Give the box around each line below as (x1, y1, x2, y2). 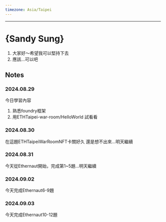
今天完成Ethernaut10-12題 (5, 212, 58, 218)
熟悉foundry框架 (12, 108, 46, 114)
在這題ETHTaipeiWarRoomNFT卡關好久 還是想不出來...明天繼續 (5, 139, 133, 145)
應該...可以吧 (12, 56, 38, 62)
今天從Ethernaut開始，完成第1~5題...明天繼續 (5, 163, 97, 169)
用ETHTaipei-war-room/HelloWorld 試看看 (12, 114, 98, 120)
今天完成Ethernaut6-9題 (5, 187, 54, 193)
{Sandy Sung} (5, 33, 64, 44)
